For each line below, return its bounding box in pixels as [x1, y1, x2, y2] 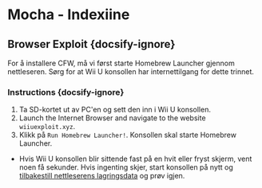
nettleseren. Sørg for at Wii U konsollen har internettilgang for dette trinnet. [7, 67, 255, 76]
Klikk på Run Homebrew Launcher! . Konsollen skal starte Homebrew [18, 130, 237, 140]
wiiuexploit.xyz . [18, 122, 76, 131]
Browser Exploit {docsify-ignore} [7, 37, 176, 51]
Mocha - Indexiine [7, 6, 130, 24]
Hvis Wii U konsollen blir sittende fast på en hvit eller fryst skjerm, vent [18, 154, 252, 164]
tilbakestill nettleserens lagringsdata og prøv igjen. [18, 171, 185, 181]
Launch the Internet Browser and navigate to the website [18, 113, 206, 123]
